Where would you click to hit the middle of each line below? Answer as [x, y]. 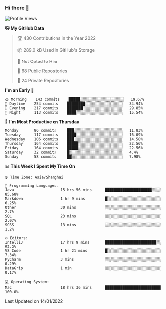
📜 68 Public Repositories [42, 71]
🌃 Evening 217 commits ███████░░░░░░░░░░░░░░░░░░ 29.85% [74, 108]
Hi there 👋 [17, 8]
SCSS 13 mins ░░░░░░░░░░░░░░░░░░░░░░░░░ [83, 225]
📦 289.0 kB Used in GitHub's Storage [56, 50]
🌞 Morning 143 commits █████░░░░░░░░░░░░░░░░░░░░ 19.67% [75, 99]
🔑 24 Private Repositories [43, 81]
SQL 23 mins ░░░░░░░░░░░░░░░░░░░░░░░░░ [83, 216]
